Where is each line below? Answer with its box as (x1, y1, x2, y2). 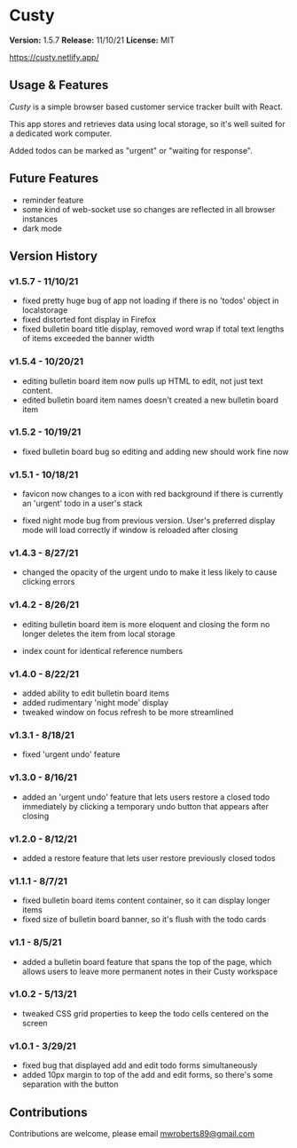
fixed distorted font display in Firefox (21, 315, 157, 325)
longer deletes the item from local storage (21, 628, 176, 639)
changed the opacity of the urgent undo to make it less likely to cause (21, 567, 277, 578)
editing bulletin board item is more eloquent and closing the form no (21, 618, 270, 629)
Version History (9, 248, 98, 263)
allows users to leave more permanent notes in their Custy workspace (21, 966, 278, 977)
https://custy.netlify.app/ (9, 52, 99, 62)
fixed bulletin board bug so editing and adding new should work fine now (21, 446, 290, 457)
